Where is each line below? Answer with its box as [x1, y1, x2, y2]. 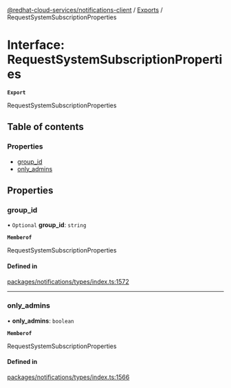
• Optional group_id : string [7, 221, 87, 229]
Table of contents [7, 121, 84, 133]
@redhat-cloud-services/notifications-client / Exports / [7, 6, 163, 14]
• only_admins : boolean [7, 316, 74, 325]
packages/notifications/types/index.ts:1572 [7, 277, 129, 285]
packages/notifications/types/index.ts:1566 [7, 373, 130, 381]
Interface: [7, 37, 65, 53]
